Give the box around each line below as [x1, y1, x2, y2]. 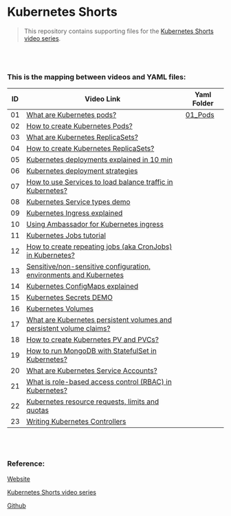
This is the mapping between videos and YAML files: [7, 72, 186, 81]
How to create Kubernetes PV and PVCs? [26, 335, 159, 344]
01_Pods [185, 110, 214, 120]
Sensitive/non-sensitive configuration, [26, 262, 151, 271]
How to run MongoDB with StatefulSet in [26, 346, 157, 355]
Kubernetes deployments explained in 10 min [26, 155, 173, 165]
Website [7, 475, 31, 483]
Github [7, 501, 26, 510]
